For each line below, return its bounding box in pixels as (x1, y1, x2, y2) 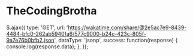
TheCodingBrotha (6, 4, 97, 18)
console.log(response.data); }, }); (6, 43, 89, 50)
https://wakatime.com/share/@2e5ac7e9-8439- (68, 24, 187, 31)
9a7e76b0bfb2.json (6, 36, 55, 43)
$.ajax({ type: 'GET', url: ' (6, 24, 68, 31)
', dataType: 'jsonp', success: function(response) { (54, 36, 178, 43)
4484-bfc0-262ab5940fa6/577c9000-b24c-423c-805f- (6, 30, 147, 37)
